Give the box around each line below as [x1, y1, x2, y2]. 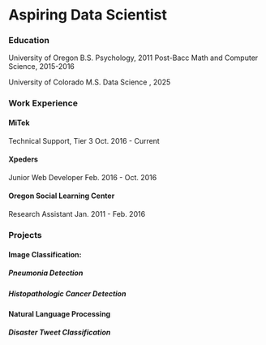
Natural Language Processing [8, 308, 111, 318]
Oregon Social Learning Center [8, 191, 115, 201]
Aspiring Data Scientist [8, 6, 168, 24]
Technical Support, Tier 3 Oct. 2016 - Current [8, 136, 160, 145]
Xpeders [8, 154, 39, 164]
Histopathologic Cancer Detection [8, 288, 127, 298]
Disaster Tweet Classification [8, 327, 111, 338]
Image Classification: [8, 249, 82, 259]
